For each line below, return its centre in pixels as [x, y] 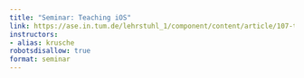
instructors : [34, 34]
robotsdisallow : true [50, 51]
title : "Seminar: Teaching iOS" [70, 17]
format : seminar [40, 59]
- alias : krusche [42, 43]
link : [19, 26]
